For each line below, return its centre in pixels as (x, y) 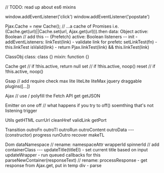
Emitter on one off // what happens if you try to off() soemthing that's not (80, 105)
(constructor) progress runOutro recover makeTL (55, 135)
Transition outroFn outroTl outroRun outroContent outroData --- (70, 130)
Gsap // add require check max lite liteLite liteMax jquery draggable (74, 81)
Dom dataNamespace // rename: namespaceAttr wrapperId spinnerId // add (82, 144)
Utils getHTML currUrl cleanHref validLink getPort (56, 120)
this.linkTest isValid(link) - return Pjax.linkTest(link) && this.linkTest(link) (77, 47)
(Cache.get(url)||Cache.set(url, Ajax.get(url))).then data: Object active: (77, 31)
